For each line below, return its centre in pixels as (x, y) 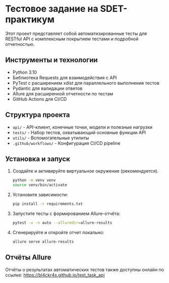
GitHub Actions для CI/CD (40, 99)
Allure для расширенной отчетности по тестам (63, 93)
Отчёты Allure (28, 258)
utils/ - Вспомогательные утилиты (51, 138)
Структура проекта (38, 115)
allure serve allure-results (43, 242)
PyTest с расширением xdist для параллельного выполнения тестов (86, 83)
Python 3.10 (24, 72)
